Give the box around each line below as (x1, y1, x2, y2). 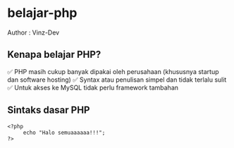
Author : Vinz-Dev (7, 28, 60, 37)
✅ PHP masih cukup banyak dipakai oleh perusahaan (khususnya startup (7, 67, 219, 75)
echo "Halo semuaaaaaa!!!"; (23, 129, 106, 136)
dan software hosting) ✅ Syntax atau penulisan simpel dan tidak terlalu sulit (7, 75, 227, 84)
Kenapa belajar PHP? (7, 49, 101, 61)
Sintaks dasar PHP (7, 104, 90, 116)
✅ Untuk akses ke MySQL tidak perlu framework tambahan (7, 83, 178, 92)
